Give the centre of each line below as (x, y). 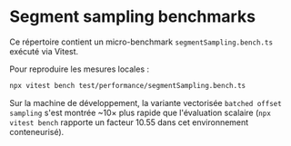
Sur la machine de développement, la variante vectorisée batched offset (145, 102)
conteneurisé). (37, 131)
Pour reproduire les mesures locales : (80, 69)
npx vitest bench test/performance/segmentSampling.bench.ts (128, 85)
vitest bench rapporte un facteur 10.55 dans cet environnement (129, 122)
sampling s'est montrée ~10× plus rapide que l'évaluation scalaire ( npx (140, 112)
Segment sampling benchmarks (133, 17)
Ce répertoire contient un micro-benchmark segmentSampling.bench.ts (141, 42)
